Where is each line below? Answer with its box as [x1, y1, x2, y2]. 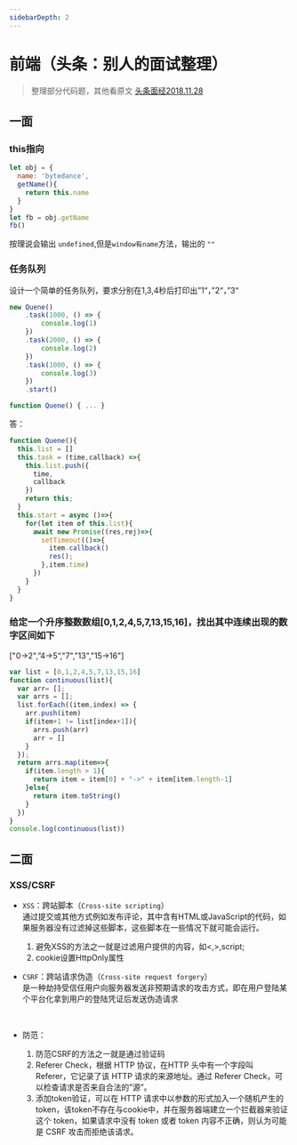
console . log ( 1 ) [41, 319, 98, 328]
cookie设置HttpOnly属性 [35, 953, 124, 964]
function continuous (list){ [9, 675, 114, 685]
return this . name [25, 188, 90, 197]
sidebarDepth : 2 [9, 12, 69, 22]
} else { [25, 784, 50, 793]
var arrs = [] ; [17, 692, 74, 701]
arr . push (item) [25, 709, 82, 718]
